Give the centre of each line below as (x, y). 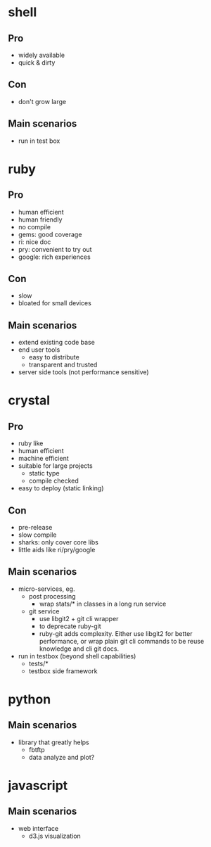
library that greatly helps (54, 742)
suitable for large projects (56, 466)
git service (44, 611)
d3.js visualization (55, 836)
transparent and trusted (63, 365)
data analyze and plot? (62, 757)
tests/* (38, 663)
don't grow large (42, 101)
